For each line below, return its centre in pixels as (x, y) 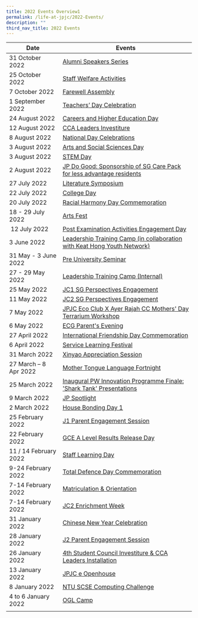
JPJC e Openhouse (89, 574)
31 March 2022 (31, 355)
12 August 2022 (32, 128)
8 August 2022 (30, 138)
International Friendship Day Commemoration (126, 335)
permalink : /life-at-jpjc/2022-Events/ (55, 17)
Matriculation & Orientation (100, 489)
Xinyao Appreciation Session (103, 355)
